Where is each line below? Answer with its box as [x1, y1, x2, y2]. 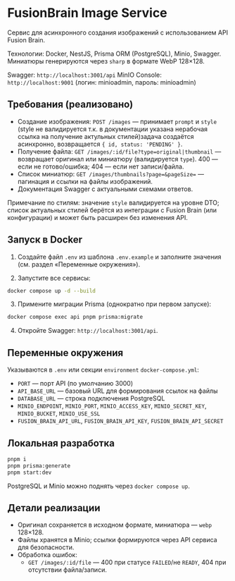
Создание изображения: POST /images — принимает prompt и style [17, 117, 217, 126]
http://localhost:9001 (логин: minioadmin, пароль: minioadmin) [7, 78, 197, 86]
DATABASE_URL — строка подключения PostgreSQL [17, 394, 165, 403]
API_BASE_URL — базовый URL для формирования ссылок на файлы [17, 386, 218, 396]
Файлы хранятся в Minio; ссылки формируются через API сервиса [17, 536, 217, 544]
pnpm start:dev [7, 469, 52, 476]
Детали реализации [7, 502, 101, 514]
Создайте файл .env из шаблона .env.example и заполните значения [17, 252, 222, 261]
